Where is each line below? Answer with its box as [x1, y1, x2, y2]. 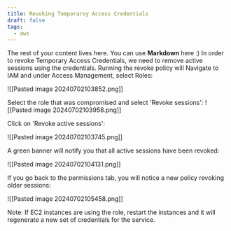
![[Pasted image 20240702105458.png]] [7, 195, 124, 203]
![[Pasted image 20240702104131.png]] [7, 160, 121, 169]
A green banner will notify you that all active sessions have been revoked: [7, 146, 220, 155]
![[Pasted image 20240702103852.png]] [7, 85, 124, 93]
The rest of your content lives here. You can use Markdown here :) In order [7, 49, 224, 57]
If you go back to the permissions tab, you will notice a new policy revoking [7, 174, 225, 182]
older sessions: [7, 181, 51, 190]
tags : [7, 23, 23, 30]
